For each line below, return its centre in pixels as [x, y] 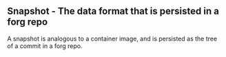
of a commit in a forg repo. [45, 46]
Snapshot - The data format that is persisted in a [113, 11]
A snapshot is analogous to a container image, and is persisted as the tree [112, 38]
